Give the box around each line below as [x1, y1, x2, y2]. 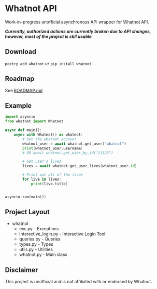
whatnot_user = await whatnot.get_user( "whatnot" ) [22, 141, 127, 146]
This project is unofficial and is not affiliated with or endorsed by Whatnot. [5, 279, 152, 285]
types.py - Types [19, 241, 54, 247]
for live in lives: [22, 177, 62, 182]
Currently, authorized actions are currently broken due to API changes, [5, 28, 151, 34]
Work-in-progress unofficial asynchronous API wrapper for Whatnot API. [5, 19, 150, 25]
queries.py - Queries [19, 236, 60, 242]
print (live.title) [30, 181, 68, 186]
